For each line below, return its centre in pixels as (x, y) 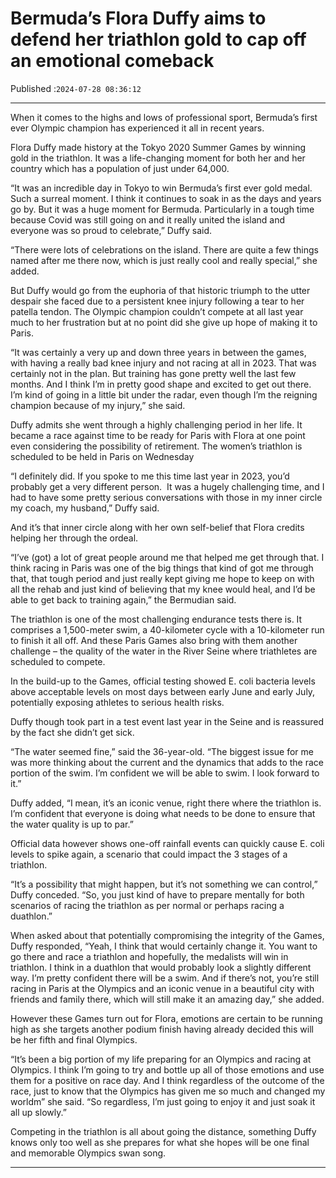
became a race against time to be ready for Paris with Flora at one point (158, 435)
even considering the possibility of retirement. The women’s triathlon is (156, 446)
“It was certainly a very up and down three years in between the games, (158, 352)
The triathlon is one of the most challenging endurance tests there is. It (156, 619)
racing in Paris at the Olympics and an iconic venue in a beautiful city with (162, 988)
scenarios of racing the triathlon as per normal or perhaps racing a (147, 905)
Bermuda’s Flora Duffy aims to (138, 18)
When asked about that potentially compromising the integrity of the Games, (167, 935)
